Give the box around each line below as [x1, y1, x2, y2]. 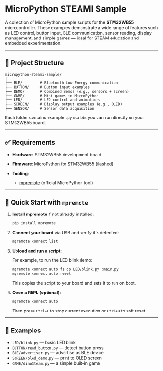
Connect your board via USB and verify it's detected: [12, 230, 119, 235]
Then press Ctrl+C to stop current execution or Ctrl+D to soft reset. [12, 308, 147, 313]
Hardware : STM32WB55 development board [12, 151, 102, 157]
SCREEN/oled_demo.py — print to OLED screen [12, 355, 102, 361]
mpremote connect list [12, 239, 58, 244]
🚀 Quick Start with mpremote [5, 198, 88, 207]
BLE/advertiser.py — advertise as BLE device [12, 350, 104, 355]
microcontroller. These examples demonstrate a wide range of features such [5, 24, 158, 30]
